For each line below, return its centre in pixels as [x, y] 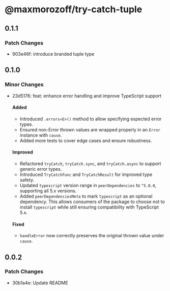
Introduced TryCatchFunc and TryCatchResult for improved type [86, 174]
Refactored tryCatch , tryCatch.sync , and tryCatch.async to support [90, 163]
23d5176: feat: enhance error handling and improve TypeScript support [87, 96]
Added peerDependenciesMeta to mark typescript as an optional [86, 196]
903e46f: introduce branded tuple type [53, 54]
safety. [27, 180]
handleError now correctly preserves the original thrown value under [92, 236]
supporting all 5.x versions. [48, 191]
